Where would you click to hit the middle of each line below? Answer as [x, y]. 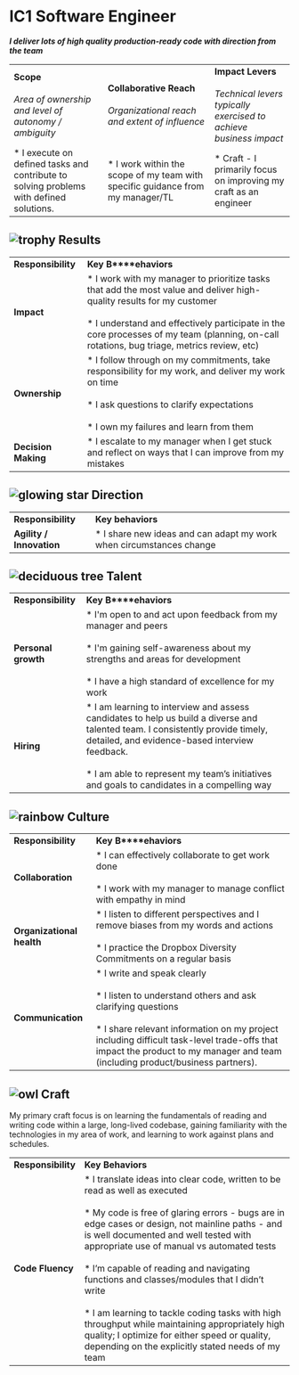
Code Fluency [44, 1269]
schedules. [29, 1144]
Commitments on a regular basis [163, 959]
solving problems [50, 186]
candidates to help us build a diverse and [172, 718]
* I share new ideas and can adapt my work [186, 534]
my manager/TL [141, 197]
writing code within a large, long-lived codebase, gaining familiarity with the [148, 1125]
